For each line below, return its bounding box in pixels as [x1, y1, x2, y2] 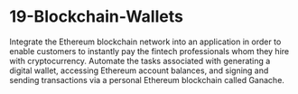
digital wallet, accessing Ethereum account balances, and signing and [9, 65, 269, 76]
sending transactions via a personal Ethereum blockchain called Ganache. [9, 74, 284, 85]
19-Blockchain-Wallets [9, 6, 183, 27]
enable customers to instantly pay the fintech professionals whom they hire [9, 45, 290, 56]
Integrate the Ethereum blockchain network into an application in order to [9, 36, 282, 47]
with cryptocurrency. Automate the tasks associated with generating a [9, 55, 271, 66]
